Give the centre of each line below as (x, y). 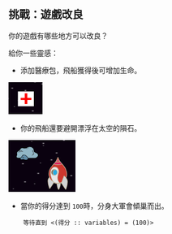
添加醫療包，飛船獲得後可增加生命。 (81, 70)
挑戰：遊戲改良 (46, 15)
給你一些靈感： (33, 53)
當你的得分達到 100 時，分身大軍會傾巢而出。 (94, 206)
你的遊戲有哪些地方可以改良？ (58, 36)
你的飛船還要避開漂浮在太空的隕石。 (81, 128)
